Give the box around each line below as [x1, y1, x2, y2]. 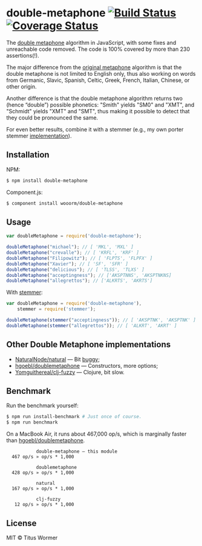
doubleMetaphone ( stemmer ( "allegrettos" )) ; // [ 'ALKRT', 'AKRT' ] [6, 322, 177, 328]
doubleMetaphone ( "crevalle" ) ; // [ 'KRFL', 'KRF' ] [6, 250, 139, 256]
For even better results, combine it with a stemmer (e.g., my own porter [6, 125, 184, 133]
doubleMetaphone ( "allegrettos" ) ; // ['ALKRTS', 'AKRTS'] [6, 278, 153, 284]
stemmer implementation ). [6, 132, 72, 139]
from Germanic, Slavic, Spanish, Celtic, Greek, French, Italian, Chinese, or [6, 76, 190, 84]
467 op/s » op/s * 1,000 [11, 454, 74, 460]
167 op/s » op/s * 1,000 [11, 485, 74, 492]
